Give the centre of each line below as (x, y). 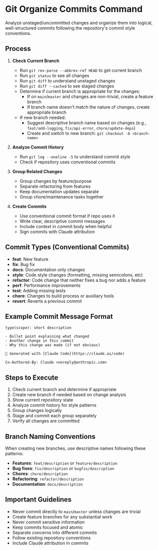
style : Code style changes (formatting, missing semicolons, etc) (78, 275)
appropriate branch (47, 112)
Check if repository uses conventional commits (68, 162)
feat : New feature (30, 259)
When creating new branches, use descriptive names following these (75, 448)
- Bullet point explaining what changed (47, 337)
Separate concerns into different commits (55, 532)
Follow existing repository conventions (51, 538)
